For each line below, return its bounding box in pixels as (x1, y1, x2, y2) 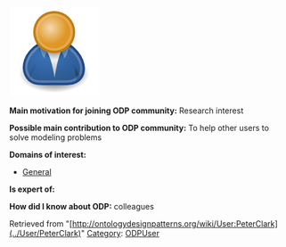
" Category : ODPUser (80, 228, 160, 238)
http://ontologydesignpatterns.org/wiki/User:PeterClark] (71, 218, 278, 229)
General (21, 167, 52, 177)
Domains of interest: (9, 150, 86, 160)
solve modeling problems (9, 132, 102, 143)
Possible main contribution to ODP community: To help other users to (9, 123, 270, 133)
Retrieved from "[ (9, 218, 73, 229)
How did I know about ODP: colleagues (9, 202, 154, 211)
